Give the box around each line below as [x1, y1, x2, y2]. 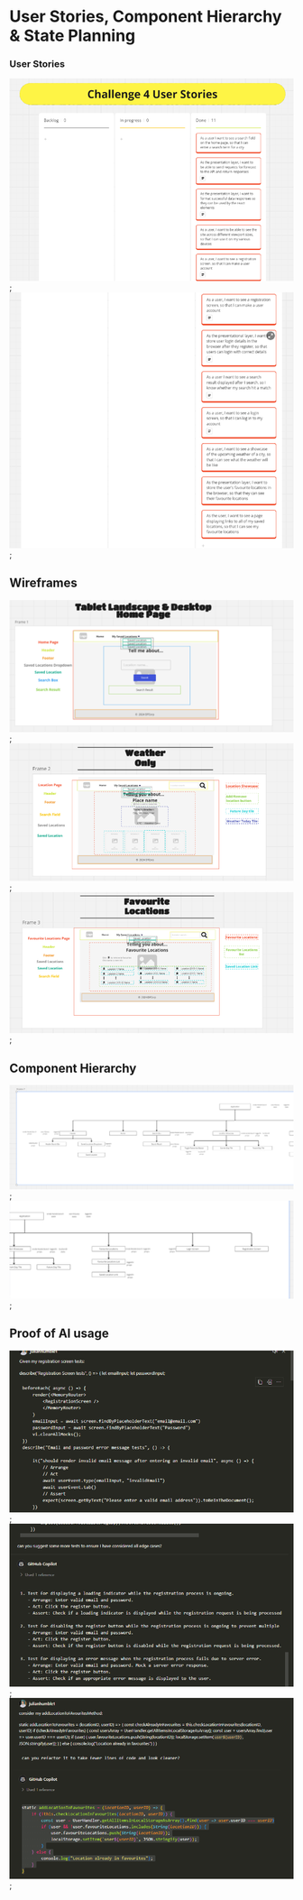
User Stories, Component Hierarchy [9, 6, 282, 27]
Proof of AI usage [9, 1326, 110, 1342]
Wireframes [9, 576, 78, 591]
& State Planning [9, 25, 136, 46]
